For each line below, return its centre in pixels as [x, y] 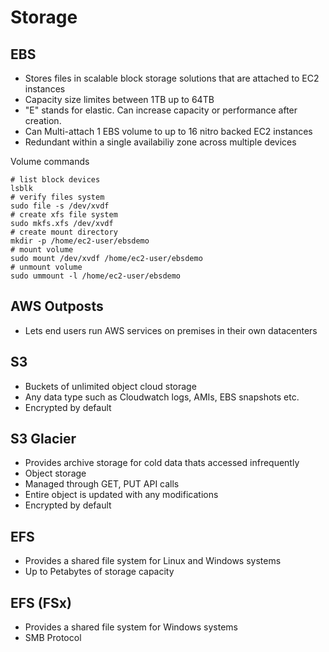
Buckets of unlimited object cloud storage [110, 386]
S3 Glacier [43, 439]
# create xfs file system [64, 215]
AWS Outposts [57, 306]
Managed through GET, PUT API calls [102, 484]
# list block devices [55, 180]
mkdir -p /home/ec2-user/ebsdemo [80, 241]
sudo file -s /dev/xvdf [60, 206]
